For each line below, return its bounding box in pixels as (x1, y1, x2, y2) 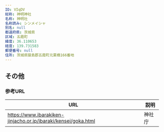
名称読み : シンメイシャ (5, 21, 46, 26)
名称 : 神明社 (5, 16, 28, 21)
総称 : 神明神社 (5, 12, 32, 17)
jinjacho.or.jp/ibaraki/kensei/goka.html (7, 118, 95, 125)
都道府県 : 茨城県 (5, 30, 35, 35)
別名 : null (5, 25, 26, 30)
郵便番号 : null (5, 48, 33, 53)
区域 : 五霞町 (5, 35, 28, 40)
